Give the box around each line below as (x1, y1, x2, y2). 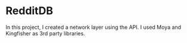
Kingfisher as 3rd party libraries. (5, 29, 85, 37)
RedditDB (5, 4, 53, 18)
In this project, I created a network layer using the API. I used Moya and (5, 24, 182, 31)
